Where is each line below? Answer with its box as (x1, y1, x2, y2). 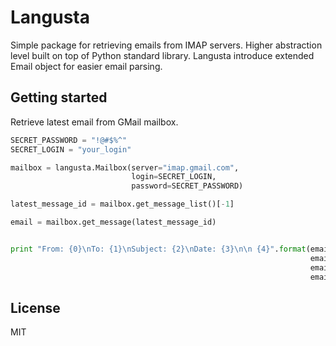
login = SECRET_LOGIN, (131, 172, 217, 182)
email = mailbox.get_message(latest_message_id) (10, 217, 217, 227)
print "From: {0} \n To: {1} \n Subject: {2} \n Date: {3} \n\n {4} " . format (10, 244, 307, 254)
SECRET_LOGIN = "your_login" (10, 144, 132, 155)
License (10, 299, 61, 316)
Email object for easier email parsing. (10, 60, 163, 72)
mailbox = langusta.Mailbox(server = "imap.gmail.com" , (10, 162, 240, 173)
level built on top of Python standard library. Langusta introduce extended (10, 49, 315, 61)
